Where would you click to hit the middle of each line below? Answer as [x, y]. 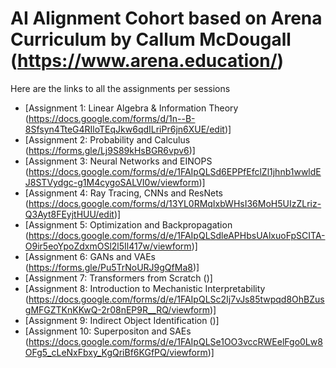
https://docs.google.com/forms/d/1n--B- [112, 118]
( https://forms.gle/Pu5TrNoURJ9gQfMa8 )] [112, 267]
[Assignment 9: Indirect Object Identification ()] [122, 320]
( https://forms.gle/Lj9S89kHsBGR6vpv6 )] [110, 150]
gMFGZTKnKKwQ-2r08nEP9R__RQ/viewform [117, 309]
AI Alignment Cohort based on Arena [166, 18]
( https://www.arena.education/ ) [147, 61]
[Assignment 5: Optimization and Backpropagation [128, 224]
